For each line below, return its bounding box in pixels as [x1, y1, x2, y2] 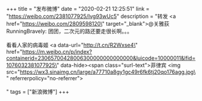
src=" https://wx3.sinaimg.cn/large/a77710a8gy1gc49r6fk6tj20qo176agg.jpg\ [6, 68, 195, 75]
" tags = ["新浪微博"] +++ [6, 88, 70, 95]
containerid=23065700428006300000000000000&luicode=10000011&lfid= [6, 54, 196, 62]
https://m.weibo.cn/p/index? [22, 48, 92, 55]
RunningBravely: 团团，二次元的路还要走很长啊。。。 [6, 27, 133, 35]
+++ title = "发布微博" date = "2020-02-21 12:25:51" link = [6, 5, 150, 12]
